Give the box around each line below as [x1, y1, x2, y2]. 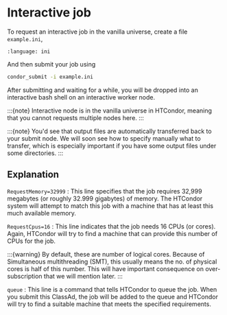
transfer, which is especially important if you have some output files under [7, 141, 217, 150]
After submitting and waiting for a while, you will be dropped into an [7, 86, 199, 94]
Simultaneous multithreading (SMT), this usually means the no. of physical [7, 257, 217, 266]
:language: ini [7, 48, 51, 55]
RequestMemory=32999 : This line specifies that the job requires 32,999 [7, 187, 202, 195]
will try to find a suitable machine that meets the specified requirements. [7, 300, 211, 308]
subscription [7, 272, 43, 280]
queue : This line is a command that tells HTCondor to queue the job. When [7, 285, 217, 293]
